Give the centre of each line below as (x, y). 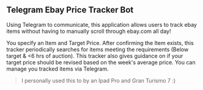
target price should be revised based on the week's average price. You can (101, 62)
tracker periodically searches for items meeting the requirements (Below (98, 49)
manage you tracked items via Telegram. (57, 69)
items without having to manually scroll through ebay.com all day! (89, 31)
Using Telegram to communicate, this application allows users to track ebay (102, 24)
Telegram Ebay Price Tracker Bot (70, 10)
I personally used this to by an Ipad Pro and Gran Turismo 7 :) (98, 80)
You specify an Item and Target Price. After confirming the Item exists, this (100, 43)
